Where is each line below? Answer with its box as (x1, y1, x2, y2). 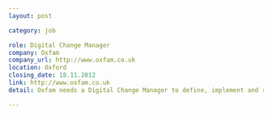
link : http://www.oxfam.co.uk (8, 78, 111, 87)
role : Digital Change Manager (8, 41, 111, 49)
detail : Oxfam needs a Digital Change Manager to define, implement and (8, 86, 259, 94)
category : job (8, 26, 57, 35)
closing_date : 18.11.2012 (8, 71, 96, 79)
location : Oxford (8, 64, 67, 72)
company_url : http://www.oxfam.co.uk (8, 56, 136, 65)
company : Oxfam (8, 49, 60, 57)
